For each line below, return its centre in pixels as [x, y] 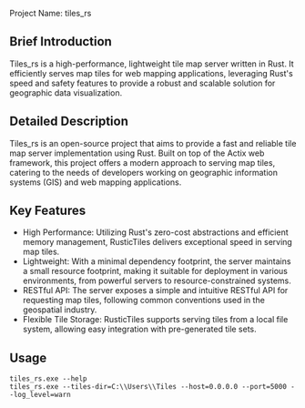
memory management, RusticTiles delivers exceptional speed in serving [158, 242]
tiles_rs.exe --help [49, 379]
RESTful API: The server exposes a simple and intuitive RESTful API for [155, 291]
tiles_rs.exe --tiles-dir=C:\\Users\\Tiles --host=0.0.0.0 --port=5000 [148, 387]
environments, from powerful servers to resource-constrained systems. [157, 280]
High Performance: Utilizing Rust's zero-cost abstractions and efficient [155, 232]
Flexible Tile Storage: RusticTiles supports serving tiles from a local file [155, 320]
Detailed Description [69, 122]
